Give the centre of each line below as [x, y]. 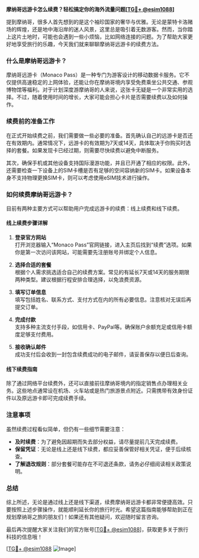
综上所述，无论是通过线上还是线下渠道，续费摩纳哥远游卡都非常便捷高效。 [97, 502]
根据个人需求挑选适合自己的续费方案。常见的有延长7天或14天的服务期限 [102, 272]
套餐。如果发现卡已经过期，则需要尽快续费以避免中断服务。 [89, 150]
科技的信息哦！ [24, 537]
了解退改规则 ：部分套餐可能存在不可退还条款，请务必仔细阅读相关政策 [100, 464]
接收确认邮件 [30, 347]
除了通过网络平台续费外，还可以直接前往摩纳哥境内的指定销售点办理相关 [94, 383]
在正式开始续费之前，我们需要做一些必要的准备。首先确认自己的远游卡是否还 [99, 135]
